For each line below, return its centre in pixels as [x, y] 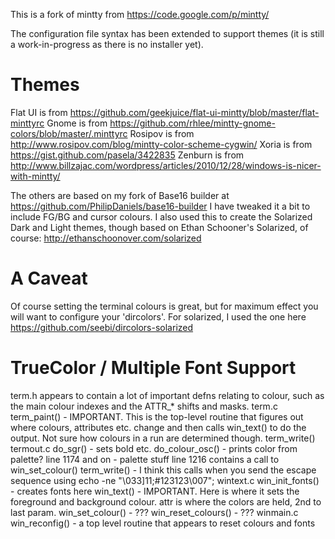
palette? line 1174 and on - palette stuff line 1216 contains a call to [145, 459]
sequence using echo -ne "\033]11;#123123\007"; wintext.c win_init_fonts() [165, 480]
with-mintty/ [35, 176]
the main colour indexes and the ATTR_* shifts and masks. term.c [144, 406]
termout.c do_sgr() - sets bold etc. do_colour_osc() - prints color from [154, 448]
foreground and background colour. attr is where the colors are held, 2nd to [166, 501]
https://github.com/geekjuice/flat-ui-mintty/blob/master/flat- [194, 112]
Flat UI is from [39, 112]
